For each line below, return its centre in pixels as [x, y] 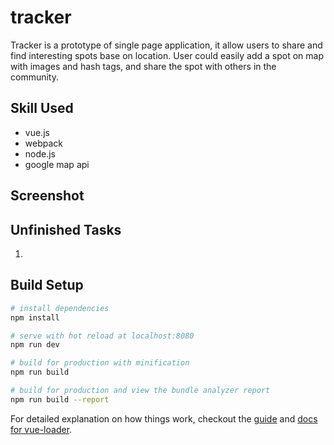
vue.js [37, 132]
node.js [40, 153]
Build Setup [47, 285]
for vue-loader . [41, 429]
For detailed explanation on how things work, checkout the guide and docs [164, 418]
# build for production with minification [100, 363]
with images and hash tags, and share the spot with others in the [143, 66]
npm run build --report [60, 399]
